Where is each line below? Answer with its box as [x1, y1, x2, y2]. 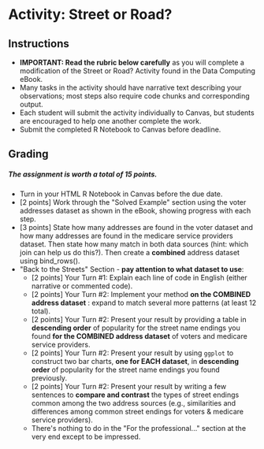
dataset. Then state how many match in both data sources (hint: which [19, 239, 249, 249]
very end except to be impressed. [31, 432, 141, 442]
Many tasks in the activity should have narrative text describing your [19, 83, 242, 92]
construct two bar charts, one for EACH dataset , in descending [31, 357, 239, 366]
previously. [31, 373, 68, 383]
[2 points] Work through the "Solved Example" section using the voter [19, 198, 247, 207]
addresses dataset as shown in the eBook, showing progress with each [19, 206, 251, 216]
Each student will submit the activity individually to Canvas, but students [19, 108, 255, 117]
